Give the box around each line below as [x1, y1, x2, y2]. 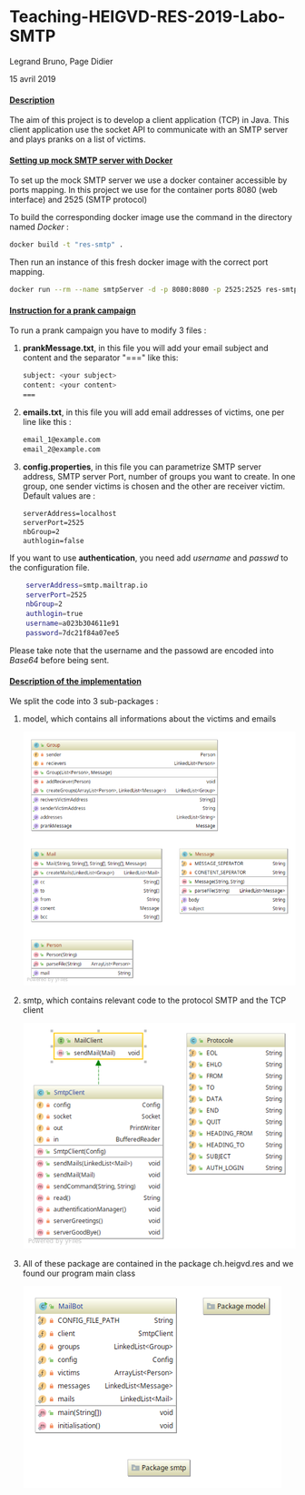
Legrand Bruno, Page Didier [9, 56, 113, 66]
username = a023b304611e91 [25, 619, 120, 629]
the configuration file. [9, 561, 90, 572]
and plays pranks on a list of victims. [9, 134, 146, 145]
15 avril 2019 [9, 73, 56, 84]
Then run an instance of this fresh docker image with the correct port [9, 257, 269, 268]
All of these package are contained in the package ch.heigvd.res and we [22, 1258, 294, 1269]
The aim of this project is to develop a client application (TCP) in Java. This [9, 115, 290, 126]
